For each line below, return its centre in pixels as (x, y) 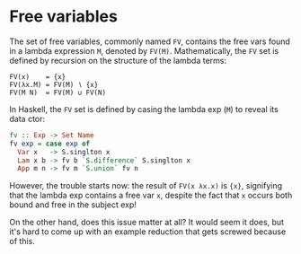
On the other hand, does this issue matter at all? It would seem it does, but (147, 223)
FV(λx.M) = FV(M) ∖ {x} (54, 84)
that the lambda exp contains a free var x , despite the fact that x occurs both (151, 196)
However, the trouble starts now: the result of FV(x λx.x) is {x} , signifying (146, 186)
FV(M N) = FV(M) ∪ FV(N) (58, 92)
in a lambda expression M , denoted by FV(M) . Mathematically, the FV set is (144, 50)
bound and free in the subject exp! (73, 205)
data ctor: (27, 118)
